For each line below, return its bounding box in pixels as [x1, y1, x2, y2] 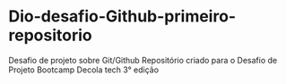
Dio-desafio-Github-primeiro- [8, 6, 237, 27]
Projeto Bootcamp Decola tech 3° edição [8, 64, 159, 75]
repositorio [8, 25, 92, 46]
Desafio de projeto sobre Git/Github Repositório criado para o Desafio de [8, 55, 278, 65]
